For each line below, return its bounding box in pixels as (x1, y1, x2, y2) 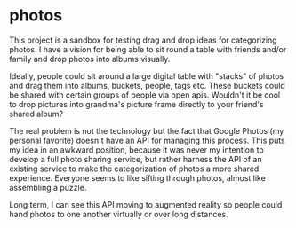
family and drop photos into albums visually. (9, 53, 171, 64)
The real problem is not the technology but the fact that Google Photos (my (9, 125, 284, 136)
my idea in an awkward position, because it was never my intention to (9, 144, 264, 155)
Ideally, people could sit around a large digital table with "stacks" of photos (9, 70, 284, 81)
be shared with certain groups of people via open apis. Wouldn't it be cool (9, 90, 281, 100)
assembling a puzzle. (9, 182, 87, 193)
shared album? (9, 108, 64, 119)
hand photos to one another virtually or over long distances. (9, 208, 228, 219)
